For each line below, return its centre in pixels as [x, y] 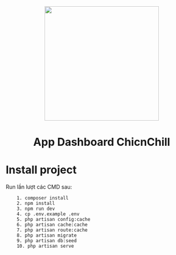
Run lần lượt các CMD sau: [39, 187]
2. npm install [36, 204]
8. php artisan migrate [47, 235]
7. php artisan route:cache [52, 230]
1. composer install [43, 198]
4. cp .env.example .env [48, 214]
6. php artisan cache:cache [52, 225]
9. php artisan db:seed [47, 241]
